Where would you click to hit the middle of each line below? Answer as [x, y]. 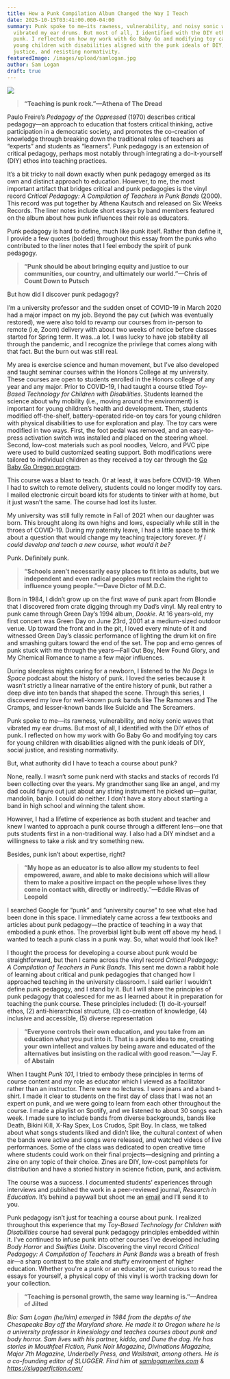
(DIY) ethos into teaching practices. [57, 160]
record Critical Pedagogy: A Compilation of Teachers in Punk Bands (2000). [115, 196]
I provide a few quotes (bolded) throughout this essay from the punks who [112, 238]
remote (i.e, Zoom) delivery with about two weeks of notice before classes [112, 329]
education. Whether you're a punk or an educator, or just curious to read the [115, 1268]
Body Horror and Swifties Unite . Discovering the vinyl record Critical [103, 1246]
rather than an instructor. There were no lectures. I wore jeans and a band [111, 1088]
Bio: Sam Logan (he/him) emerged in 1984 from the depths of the [99, 1317]
